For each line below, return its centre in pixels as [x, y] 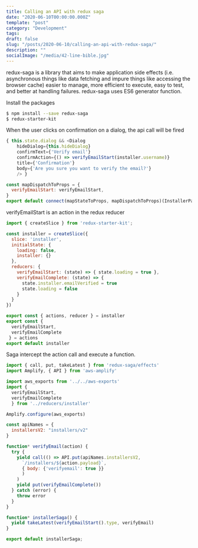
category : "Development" [37, 28]
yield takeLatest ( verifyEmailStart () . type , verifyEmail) [83, 523]
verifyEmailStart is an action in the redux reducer [65, 212]
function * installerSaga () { [42, 517]
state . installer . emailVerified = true [69, 283]
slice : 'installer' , [37, 239]
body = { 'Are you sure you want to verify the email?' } [84, 168]
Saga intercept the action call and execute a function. [71, 354]
